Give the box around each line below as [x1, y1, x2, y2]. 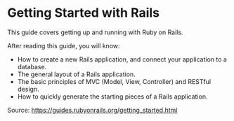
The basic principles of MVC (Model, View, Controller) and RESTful [17, 77, 212, 85]
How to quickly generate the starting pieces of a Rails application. [17, 92, 208, 101]
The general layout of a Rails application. [17, 70, 136, 78]
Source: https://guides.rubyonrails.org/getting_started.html [7, 106, 178, 114]
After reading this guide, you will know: [7, 41, 121, 50]
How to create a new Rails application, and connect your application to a [17, 55, 227, 64]
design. [17, 85, 40, 93]
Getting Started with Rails [7, 5, 160, 21]
